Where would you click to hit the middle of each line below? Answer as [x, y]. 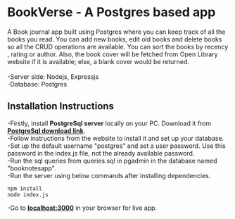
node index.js [28, 194]
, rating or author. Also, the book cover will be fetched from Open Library [113, 54]
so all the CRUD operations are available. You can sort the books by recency [118, 46]
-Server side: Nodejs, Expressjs [53, 76]
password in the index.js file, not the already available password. [101, 153]
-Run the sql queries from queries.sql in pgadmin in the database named [112, 161]
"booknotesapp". [32, 168]
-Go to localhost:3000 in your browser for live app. [82, 208]
